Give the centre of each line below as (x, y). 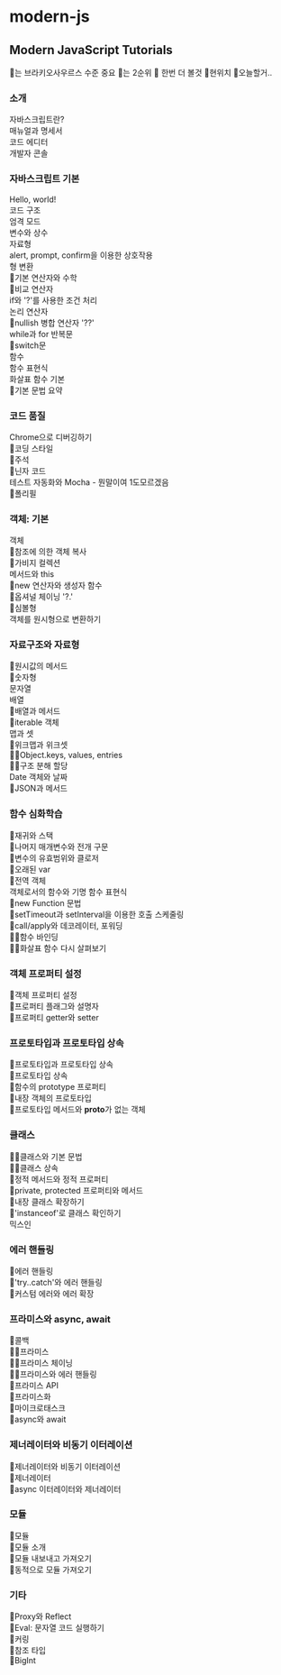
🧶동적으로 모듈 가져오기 (50, 1570)
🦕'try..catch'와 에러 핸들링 (56, 1282)
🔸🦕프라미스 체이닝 (41, 1363)
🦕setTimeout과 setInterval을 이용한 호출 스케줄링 (97, 914)
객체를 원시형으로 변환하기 (55, 619)
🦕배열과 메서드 (35, 711)
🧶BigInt (23, 1661)
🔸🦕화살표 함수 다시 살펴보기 (58, 947)
